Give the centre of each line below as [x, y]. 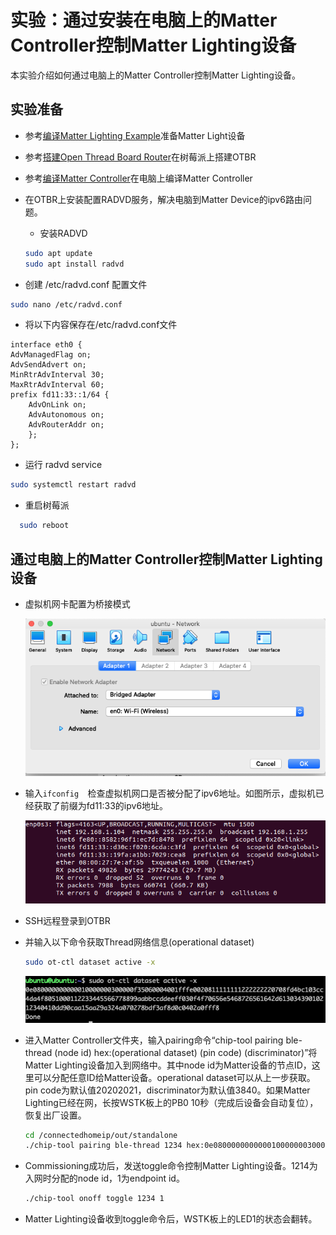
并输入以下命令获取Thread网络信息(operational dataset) [139, 942]
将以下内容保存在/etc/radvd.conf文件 [101, 325]
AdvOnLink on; [57, 405]
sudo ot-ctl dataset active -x [90, 962]
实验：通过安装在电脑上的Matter [144, 20]
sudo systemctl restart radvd [73, 485]
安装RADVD [63, 233]
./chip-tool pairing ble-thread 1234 [103, 1146]
